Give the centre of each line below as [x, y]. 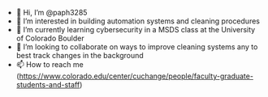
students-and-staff [48, 84]
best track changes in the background [80, 55]
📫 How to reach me [50, 64]
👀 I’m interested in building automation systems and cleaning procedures [138, 21]
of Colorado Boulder [50, 38]
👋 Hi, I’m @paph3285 [52, 13]
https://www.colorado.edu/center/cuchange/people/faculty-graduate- [136, 76]
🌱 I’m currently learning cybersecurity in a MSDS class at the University [136, 30]
